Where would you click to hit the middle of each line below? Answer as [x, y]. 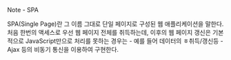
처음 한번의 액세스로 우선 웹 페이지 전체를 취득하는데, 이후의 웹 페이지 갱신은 [109, 32]
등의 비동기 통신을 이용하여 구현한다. [70, 49]
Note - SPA [23, 10]
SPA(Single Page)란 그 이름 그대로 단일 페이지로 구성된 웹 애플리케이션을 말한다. [115, 24]
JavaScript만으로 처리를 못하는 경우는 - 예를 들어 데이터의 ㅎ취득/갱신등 [122, 41]
